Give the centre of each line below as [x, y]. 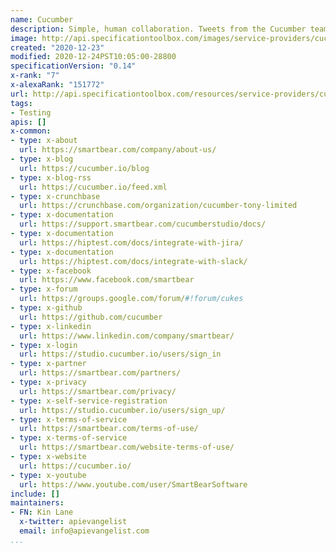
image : [24, 38]
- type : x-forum [44, 289]
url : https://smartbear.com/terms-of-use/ [109, 429]
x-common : [31, 131]
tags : [21, 103]
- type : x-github [46, 308]
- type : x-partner [48, 364]
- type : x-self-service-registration [89, 401]
